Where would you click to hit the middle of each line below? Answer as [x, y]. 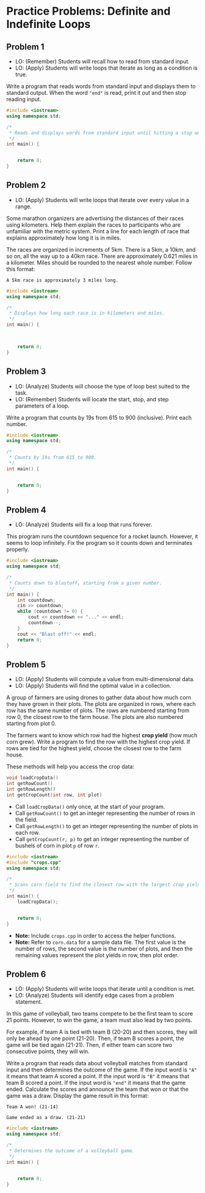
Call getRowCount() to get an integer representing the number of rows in [105, 813]
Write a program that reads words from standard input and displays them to [101, 86]
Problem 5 [26, 664]
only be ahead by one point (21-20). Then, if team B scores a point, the [95, 1038]
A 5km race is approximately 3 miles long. [63, 280]
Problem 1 [25, 47]
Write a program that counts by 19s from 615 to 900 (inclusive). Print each [99, 417]
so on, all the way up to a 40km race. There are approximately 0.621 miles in [102, 256]
